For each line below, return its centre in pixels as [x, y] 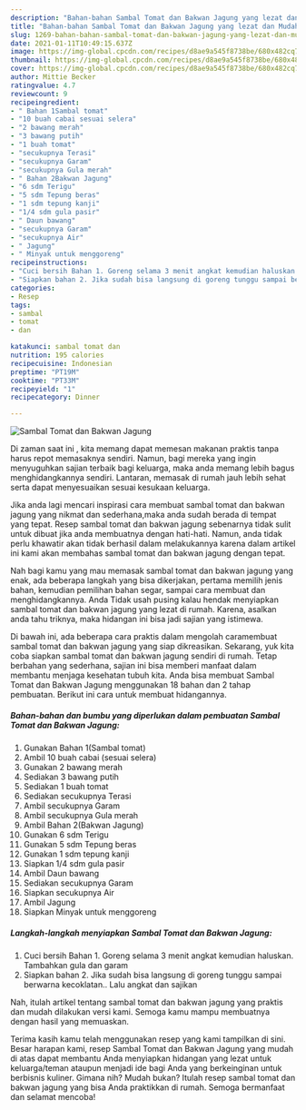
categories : [33, 288]
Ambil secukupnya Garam [72, 806]
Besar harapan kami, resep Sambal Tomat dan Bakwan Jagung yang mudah [152, 1049]
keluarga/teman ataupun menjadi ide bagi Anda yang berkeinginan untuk [146, 1068]
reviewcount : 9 [39, 94]
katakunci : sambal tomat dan [65, 347]
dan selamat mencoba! [53, 1097]
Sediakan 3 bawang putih [71, 777]
